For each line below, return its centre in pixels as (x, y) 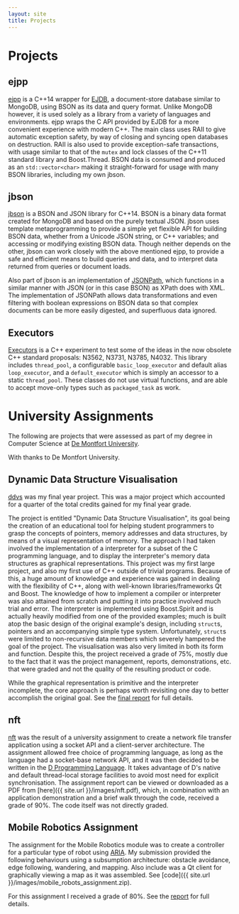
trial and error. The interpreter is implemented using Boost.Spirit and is (111, 609)
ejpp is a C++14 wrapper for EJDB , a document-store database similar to (114, 99)
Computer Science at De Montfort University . (74, 444)
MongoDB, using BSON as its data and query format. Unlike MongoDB (110, 107)
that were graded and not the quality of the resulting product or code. (110, 669)
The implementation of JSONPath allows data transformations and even (113, 295)
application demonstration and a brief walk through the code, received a (113, 798)
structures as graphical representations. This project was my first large (112, 563)
